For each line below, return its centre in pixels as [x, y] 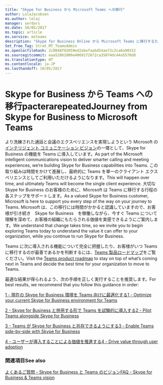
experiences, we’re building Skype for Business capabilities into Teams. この [81, 165]
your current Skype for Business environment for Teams [61, 300]
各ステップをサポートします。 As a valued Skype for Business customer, [77, 195]
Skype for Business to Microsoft [71, 117]
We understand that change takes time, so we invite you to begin [78, 225]
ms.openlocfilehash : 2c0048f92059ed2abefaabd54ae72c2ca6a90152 [71, 50]
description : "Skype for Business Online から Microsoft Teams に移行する [80, 42]
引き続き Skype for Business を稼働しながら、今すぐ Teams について [85, 213]
